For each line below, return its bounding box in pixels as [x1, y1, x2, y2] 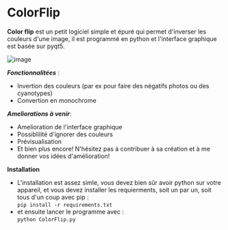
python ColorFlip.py [16, 216, 76, 223]
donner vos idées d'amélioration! [16, 152, 110, 160]
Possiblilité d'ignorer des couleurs [16, 130, 113, 138]
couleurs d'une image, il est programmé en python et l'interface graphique [7, 34, 218, 42]
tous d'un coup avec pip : [16, 193, 89, 201]
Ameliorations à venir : [7, 110, 72, 118]
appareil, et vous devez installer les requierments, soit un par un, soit [16, 186, 212, 194]
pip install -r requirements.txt [16, 201, 113, 208]
